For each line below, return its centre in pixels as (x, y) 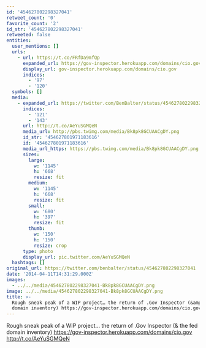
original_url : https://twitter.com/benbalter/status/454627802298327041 (101, 268)
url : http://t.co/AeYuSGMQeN (60, 126)
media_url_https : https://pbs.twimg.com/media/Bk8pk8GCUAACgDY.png (111, 149)
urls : (19, 52)
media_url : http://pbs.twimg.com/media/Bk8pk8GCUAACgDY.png (101, 132)
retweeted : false (29, 35)
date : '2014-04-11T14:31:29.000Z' (51, 274)
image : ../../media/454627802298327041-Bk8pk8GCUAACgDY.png (85, 291)
